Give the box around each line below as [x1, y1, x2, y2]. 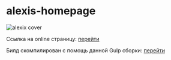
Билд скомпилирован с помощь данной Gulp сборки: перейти [6, 46, 166, 54]
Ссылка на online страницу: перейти [6, 35, 100, 42]
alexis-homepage [6, 4, 96, 18]
